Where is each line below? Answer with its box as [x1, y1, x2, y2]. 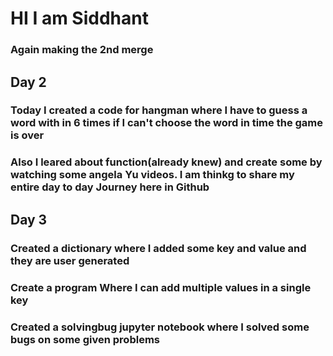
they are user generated [10, 253, 130, 267]
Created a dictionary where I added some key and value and [10, 241, 307, 255]
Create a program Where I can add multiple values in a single [10, 280, 312, 294]
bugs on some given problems [10, 332, 160, 346]
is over [10, 128, 45, 142]
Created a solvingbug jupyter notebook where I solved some [10, 320, 310, 334]
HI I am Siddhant [10, 7, 149, 30]
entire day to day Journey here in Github [10, 180, 210, 194]
